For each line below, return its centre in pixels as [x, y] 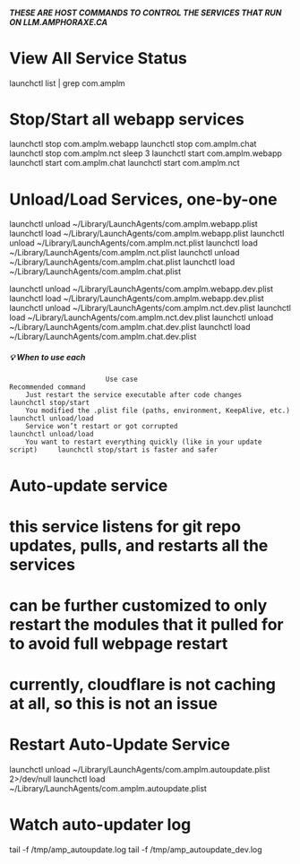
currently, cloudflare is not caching [142, 685]
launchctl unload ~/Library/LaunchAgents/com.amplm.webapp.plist [133, 224]
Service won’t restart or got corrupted [102, 427]
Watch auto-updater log [100, 825]
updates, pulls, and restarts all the [139, 545]
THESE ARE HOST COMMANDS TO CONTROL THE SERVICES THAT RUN [146, 13]
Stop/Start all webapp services [127, 119]
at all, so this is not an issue [113, 704]
